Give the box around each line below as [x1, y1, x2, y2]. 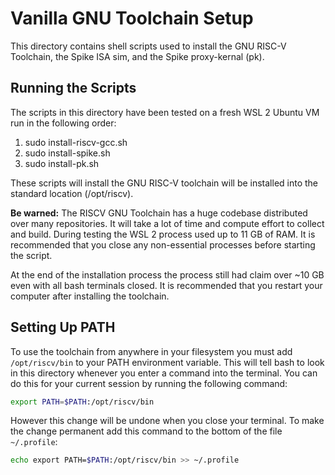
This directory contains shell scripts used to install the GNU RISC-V [10, 40, 287, 52]
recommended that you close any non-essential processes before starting [10, 238, 316, 251]
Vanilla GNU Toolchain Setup [10, 7, 254, 30]
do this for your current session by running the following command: [10, 377, 288, 389]
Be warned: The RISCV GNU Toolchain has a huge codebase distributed [10, 207, 308, 219]
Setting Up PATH [10, 319, 116, 336]
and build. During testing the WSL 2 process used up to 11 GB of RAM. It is [10, 228, 316, 240]
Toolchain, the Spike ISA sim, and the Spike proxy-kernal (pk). [10, 50, 265, 62]
